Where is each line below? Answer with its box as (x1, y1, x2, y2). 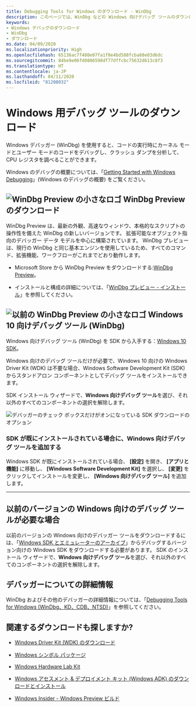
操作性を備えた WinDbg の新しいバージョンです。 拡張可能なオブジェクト (6, 229, 183, 236)
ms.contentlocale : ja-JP (6, 68, 66, 74)
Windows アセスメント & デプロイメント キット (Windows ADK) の (14, 675, 174, 682)
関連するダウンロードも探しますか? (6, 622, 133, 632)
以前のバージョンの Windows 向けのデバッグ (6, 504, 167, 514)
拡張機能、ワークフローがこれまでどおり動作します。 (16, 251, 144, 258)
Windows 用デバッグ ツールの (6, 107, 150, 120)
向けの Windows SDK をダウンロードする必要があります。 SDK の (16, 546, 174, 553)
